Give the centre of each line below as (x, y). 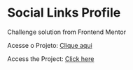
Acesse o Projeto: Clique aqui (50, 45)
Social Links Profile (64, 13)
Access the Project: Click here (51, 59)
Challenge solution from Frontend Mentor (67, 32)
